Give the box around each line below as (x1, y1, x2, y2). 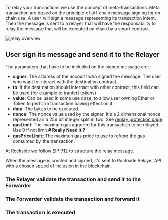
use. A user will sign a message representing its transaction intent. (17, 15, 156, 21)
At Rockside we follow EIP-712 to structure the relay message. (5, 148, 134, 154)
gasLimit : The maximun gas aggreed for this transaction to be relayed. (12, 121, 160, 128)
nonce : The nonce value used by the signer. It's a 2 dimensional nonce (12, 111, 161, 117)
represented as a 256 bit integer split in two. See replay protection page (12, 116, 163, 122)
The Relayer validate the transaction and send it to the (5, 175, 141, 183)
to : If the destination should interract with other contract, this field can (12, 84, 159, 90)
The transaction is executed (5, 209, 76, 216)
